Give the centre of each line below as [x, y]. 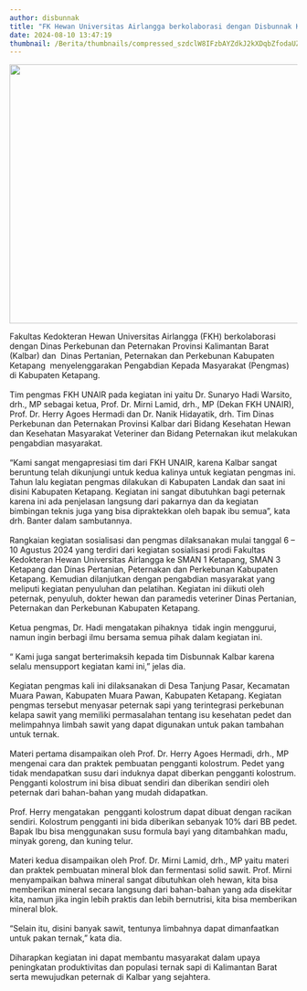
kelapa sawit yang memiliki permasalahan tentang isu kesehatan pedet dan [151, 715]
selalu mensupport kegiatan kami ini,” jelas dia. [97, 667]
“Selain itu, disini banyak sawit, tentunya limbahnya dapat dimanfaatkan [144, 929]
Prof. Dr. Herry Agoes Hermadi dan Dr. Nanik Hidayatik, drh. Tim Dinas [142, 414]
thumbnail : [30, 43]
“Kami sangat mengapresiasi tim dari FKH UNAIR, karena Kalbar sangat [143, 463]
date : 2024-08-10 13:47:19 [61, 35]
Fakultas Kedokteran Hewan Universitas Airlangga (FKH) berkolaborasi [143, 337]
